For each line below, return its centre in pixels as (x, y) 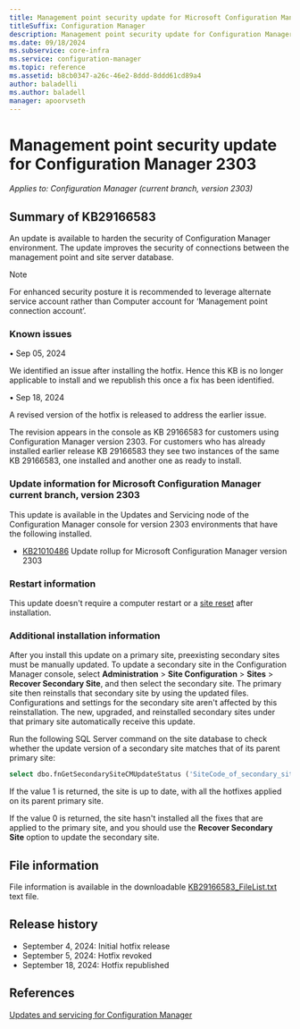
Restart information (53, 584)
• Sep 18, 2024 (37, 398)
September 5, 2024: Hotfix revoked (87, 955)
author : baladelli (43, 84)
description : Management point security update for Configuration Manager (151, 34)
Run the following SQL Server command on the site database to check (138, 739)
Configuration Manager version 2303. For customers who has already (137, 442)
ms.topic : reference (48, 68)
